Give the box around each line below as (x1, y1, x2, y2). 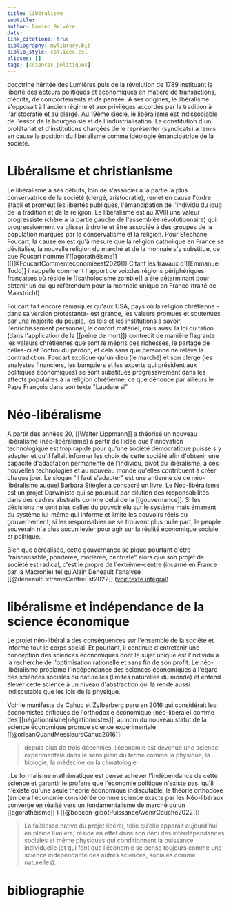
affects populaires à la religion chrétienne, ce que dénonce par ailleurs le (7, 375, 214, 384)
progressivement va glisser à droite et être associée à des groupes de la (7, 222, 212, 231)
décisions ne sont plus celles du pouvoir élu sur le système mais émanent (7, 503, 217, 511)
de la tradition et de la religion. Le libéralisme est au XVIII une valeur (7, 208, 200, 216)
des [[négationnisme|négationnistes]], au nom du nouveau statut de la (7, 715, 207, 724)
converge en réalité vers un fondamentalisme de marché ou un (7, 801, 185, 809)
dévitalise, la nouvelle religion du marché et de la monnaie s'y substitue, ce (7, 244, 221, 252)
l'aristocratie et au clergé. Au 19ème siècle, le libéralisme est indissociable (7, 110, 218, 118)
